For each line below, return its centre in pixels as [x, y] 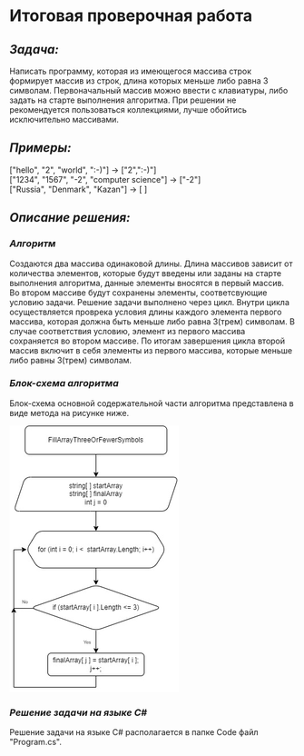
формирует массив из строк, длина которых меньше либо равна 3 [139, 81]
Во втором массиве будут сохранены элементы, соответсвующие [138, 293]
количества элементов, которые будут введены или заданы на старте [146, 273]
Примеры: [40, 148]
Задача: [34, 50]
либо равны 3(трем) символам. [71, 360]
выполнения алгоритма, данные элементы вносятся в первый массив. [147, 283]
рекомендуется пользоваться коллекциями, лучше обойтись [128, 109]
